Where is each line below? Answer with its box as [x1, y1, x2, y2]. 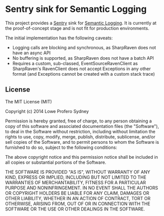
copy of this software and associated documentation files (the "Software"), [5, 123, 160, 129]
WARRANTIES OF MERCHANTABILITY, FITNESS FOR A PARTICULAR [5, 179, 146, 185]
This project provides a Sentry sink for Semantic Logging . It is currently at [5, 20, 157, 26]
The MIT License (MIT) [5, 99, 52, 105]
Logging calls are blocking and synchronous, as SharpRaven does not [12, 44, 156, 50]
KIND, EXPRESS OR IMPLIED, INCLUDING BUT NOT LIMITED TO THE [5, 174, 147, 180]
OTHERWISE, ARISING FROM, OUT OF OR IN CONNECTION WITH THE [5, 201, 151, 207]
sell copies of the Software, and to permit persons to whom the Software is [5, 139, 160, 145]
